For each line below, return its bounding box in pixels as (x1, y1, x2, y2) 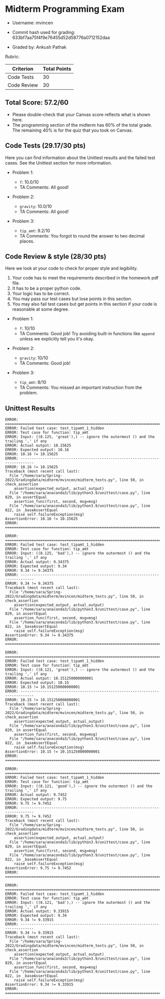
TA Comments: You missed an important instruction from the (19, 384, 142, 390)
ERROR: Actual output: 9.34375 (5, 559, 69, 565)
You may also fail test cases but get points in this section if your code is (12, 301, 157, 307)
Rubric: (5, 53, 20, 60)
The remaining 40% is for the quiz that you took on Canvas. (12, 127, 134, 133)
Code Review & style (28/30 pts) (5, 252, 107, 261)
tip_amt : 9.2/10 (19, 228, 51, 234)
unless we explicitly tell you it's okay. (19, 336, 94, 342)
